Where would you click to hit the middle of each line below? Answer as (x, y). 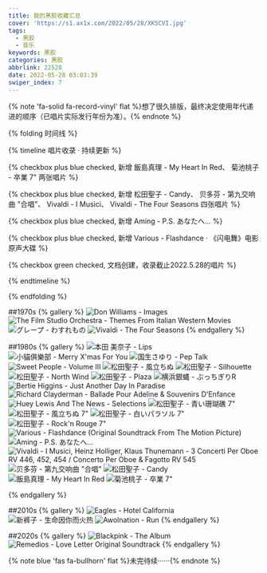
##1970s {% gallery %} (46, 311)
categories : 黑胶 (36, 61)
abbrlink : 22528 (35, 68)
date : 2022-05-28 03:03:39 (53, 75)
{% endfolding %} (38, 296)
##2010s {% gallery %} (47, 510)
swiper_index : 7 (35, 82)
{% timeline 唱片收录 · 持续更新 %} (65, 150)
